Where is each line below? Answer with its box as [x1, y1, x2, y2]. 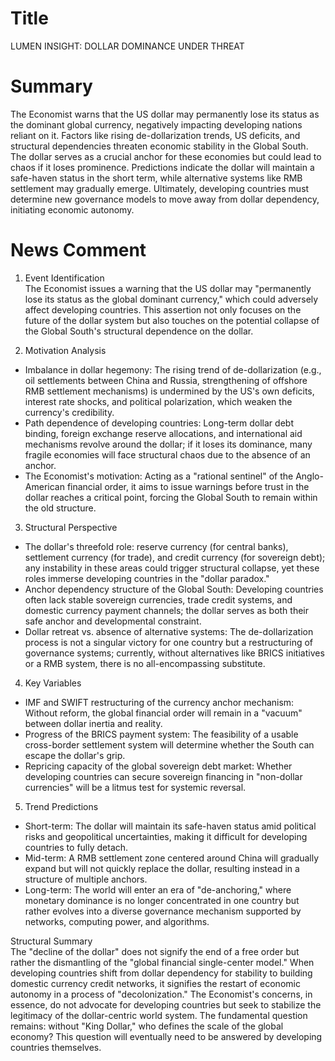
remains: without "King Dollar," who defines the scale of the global [10, 1020, 284, 1032]
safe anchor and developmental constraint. [24, 615, 202, 627]
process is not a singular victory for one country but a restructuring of [24, 636, 314, 648]
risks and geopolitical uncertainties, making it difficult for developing [24, 830, 308, 842]
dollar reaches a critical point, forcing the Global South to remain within [24, 491, 318, 503]
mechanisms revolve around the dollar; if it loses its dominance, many [24, 438, 313, 450]
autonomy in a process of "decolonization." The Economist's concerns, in [10, 988, 313, 1000]
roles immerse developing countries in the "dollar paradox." [24, 572, 270, 584]
